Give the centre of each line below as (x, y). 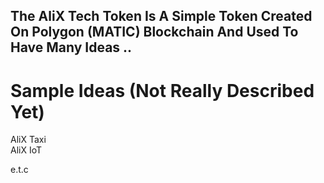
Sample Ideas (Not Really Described (162, 90)
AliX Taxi (28, 140)
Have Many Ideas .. (71, 47)
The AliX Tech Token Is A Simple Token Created (161, 16)
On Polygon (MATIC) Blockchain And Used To (154, 32)
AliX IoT (26, 150)
